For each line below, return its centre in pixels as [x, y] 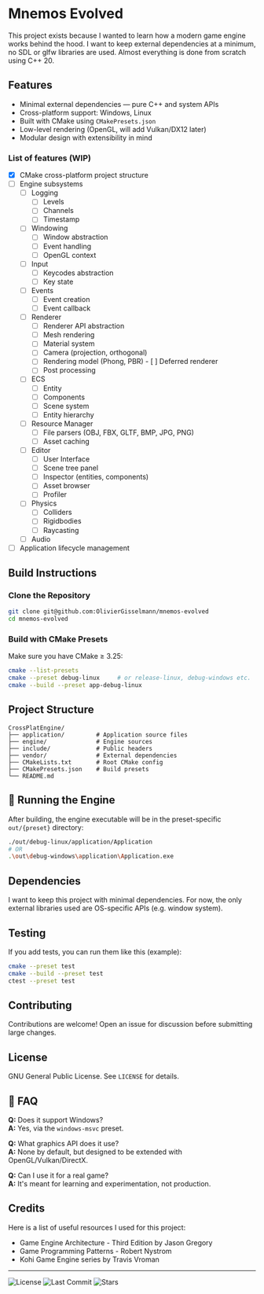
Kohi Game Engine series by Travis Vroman [89, 1259]
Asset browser [66, 486]
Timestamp [61, 219]
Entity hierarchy [68, 414]
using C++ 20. [31, 61]
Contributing [40, 1005]
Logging [45, 193]
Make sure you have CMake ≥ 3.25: [66, 656]
